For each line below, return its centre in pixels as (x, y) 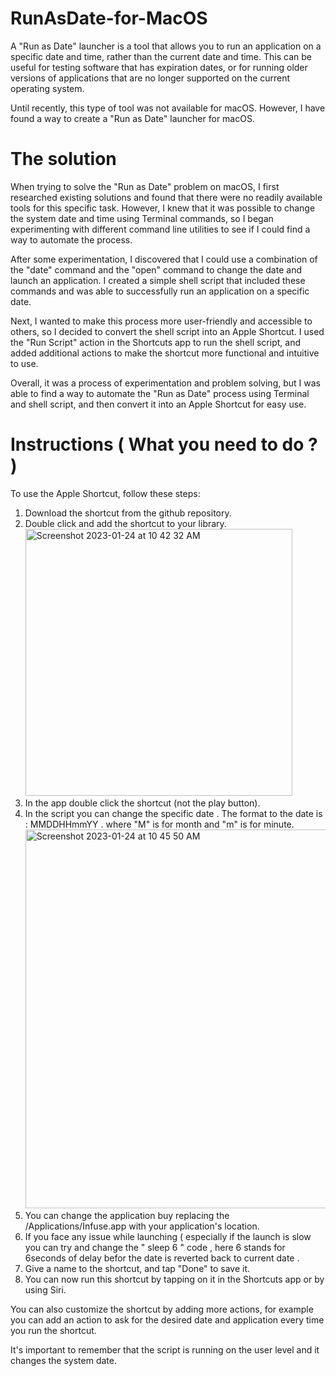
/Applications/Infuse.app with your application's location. (142, 1226)
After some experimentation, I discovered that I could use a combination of (164, 259)
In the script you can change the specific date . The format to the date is (173, 813)
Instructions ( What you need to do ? (164, 444)
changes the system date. (63, 1360)
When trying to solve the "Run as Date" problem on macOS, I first (145, 186)
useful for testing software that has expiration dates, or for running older (159, 67)
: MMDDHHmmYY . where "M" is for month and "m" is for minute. (159, 824)
